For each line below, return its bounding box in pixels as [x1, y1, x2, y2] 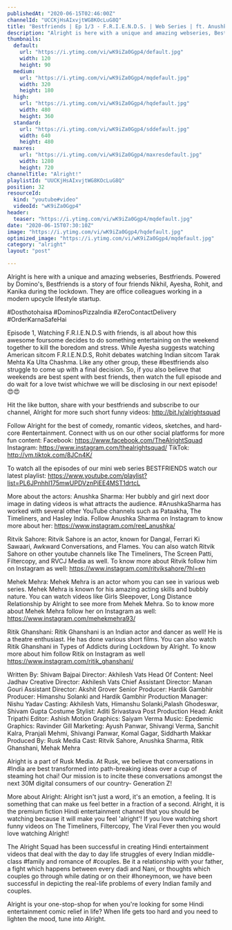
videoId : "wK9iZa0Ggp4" [13, 203, 81, 210]
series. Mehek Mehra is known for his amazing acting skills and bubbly [7, 585, 209, 593]
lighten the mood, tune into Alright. [7, 915, 106, 922]
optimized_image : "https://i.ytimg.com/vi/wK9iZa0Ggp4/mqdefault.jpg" [7, 235, 215, 242]
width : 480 [19, 106, 51, 113]
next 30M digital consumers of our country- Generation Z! [7, 779, 173, 787]
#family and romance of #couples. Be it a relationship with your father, [23, 858, 224, 865]
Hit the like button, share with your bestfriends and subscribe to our [7, 401, 200, 409]
